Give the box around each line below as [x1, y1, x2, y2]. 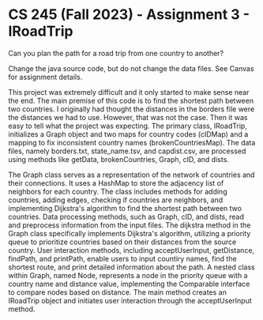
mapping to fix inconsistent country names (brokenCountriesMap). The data [8, 137, 256, 147]
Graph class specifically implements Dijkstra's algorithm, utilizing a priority [8, 228, 251, 238]
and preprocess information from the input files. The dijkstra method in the [8, 220, 251, 230]
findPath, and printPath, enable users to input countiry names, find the [8, 254, 237, 263]
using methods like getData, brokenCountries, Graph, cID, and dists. [8, 154, 229, 164]
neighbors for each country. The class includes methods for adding [8, 186, 227, 196]
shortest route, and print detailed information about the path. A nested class [8, 262, 255, 272]
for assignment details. [8, 72, 83, 81]
